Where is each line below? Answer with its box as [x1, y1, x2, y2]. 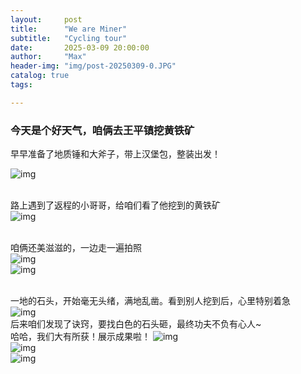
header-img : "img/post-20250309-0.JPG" [10, 61, 177, 71]
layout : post [10, 14, 83, 25]
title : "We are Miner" [10, 24, 128, 34]
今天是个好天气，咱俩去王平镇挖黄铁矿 [10, 123, 195, 137]
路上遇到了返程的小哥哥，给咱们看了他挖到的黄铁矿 [10, 199, 221, 211]
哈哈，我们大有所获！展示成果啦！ [10, 331, 151, 343]
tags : [10, 80, 33, 90]
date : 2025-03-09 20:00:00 [10, 42, 150, 53]
